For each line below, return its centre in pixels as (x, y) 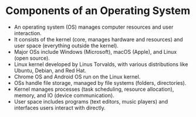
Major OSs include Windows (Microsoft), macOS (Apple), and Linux (95, 51)
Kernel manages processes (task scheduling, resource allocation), (94, 89)
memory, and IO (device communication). (64, 95)
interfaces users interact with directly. (60, 108)
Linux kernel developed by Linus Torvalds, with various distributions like (101, 64)
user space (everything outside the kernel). (66, 46)
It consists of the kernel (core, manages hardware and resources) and (98, 39)
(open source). (32, 58)
